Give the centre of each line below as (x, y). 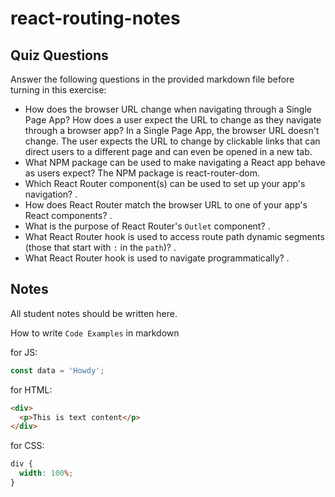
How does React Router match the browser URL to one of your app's (166, 205)
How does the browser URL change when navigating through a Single (168, 109)
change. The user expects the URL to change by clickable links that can (172, 141)
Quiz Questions (59, 55)
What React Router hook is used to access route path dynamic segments (174, 236)
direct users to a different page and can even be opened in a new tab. (168, 151)
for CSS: (27, 446)
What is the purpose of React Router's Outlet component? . (147, 226)
